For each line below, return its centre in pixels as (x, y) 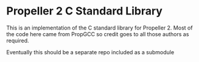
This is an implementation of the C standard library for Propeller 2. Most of (100, 28)
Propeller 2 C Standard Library (85, 11)
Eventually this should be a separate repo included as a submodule (90, 52)
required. (18, 40)
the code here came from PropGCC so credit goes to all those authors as (98, 34)
